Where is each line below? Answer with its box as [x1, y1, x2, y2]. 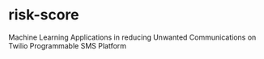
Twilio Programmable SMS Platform [8, 40, 127, 50]
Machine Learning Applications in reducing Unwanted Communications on [8, 32, 257, 42]
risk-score [8, 6, 79, 24]
